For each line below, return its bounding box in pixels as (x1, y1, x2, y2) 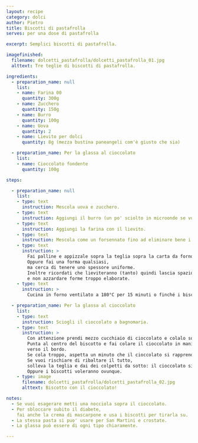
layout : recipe (6, 8, 44, 15)
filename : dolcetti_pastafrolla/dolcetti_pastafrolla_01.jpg (11, 57, 165, 63)
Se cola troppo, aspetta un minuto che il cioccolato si (27, 352, 170, 357)
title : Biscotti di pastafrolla (6, 25, 85, 31)
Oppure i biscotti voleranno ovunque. (27, 368, 123, 375)
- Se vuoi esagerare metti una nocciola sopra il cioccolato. (11, 401, 167, 407)
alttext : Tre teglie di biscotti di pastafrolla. (11, 63, 136, 68)
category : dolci (6, 14, 46, 20)
